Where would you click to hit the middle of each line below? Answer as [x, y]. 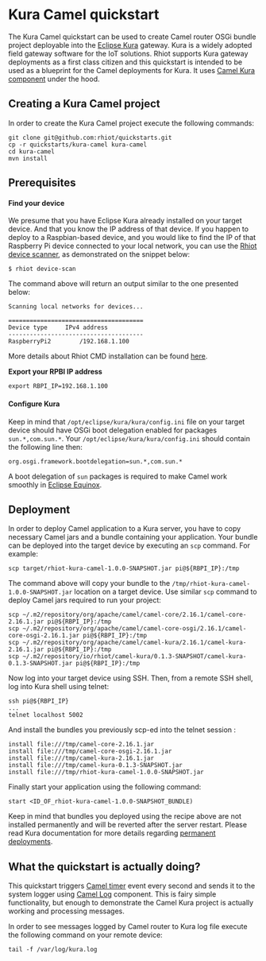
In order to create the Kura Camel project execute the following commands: [131, 123]
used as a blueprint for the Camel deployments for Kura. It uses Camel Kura [132, 70]
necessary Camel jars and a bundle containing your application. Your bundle [133, 537]
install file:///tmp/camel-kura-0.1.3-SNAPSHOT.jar [95, 765]
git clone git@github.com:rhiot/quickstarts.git [90, 138]
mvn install [28, 158]
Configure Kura [34, 404]
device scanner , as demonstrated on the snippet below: [99, 254]
